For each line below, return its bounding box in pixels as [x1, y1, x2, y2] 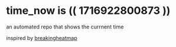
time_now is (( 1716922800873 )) [6, 4, 171, 17]
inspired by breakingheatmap [6, 34, 78, 41]
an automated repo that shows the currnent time [6, 23, 124, 30]
